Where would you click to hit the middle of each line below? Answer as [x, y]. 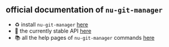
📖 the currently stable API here [53, 31]
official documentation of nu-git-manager [84, 10]
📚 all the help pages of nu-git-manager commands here [84, 37]
